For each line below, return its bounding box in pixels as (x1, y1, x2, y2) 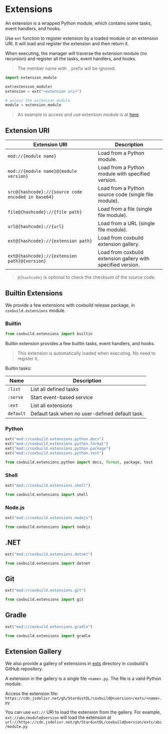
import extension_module (5, 75, 57, 80)
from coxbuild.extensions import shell (5, 492, 88, 497)
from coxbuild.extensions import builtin (5, 332, 93, 337)
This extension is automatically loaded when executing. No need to (17, 350, 156, 356)
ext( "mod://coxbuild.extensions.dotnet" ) (5, 552, 93, 557)
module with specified (97, 170, 150, 177)
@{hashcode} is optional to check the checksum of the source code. (17, 274, 156, 280)
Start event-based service (30, 394, 93, 401)
